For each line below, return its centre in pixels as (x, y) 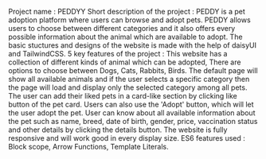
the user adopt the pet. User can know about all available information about (132, 113)
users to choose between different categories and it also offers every (122, 28)
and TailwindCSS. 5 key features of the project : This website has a (118, 54)
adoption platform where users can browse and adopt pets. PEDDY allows (129, 20)
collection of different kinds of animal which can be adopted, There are (125, 62)
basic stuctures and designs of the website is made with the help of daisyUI (133, 45)
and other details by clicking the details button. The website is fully (118, 130)
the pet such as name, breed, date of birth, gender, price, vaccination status (133, 121)
